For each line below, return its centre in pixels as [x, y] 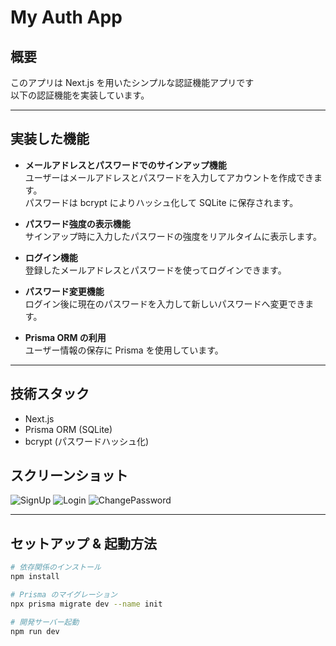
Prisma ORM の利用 [65, 337]
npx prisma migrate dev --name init [86, 604]
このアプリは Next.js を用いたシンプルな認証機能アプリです [132, 82]
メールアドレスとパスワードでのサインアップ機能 [125, 165]
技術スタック [50, 394]
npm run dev [35, 631]
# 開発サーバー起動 [45, 622]
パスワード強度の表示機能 [77, 223]
